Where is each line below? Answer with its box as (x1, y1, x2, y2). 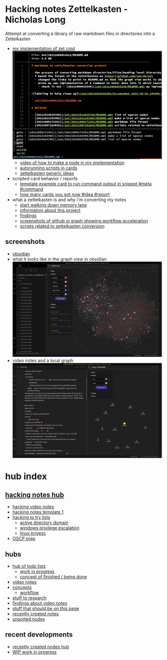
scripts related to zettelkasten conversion (19, 223, 105, 229)
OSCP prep (12, 536, 36, 542)
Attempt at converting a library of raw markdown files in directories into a (5, 30, 155, 36)
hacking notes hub (5, 490, 64, 499)
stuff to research (12, 595, 47, 601)
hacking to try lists (12, 514, 51, 521)
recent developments (5, 631, 73, 639)
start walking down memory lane (19, 202, 87, 208)
